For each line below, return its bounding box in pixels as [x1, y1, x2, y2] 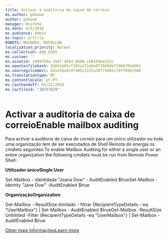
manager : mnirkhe [5, 21, 42, 27]
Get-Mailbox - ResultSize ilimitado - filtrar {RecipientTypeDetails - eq [5, 202, 148, 208]
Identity [5, 182, 21, 188]
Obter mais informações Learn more [5, 227, 79, 233]
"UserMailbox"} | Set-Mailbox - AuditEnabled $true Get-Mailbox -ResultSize [5, 207, 162, 213]
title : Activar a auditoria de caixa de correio [5, 7, 109, 13]
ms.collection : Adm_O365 [5, 49, 58, 54]
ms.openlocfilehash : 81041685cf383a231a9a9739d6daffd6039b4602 [5, 63, 141, 68]
